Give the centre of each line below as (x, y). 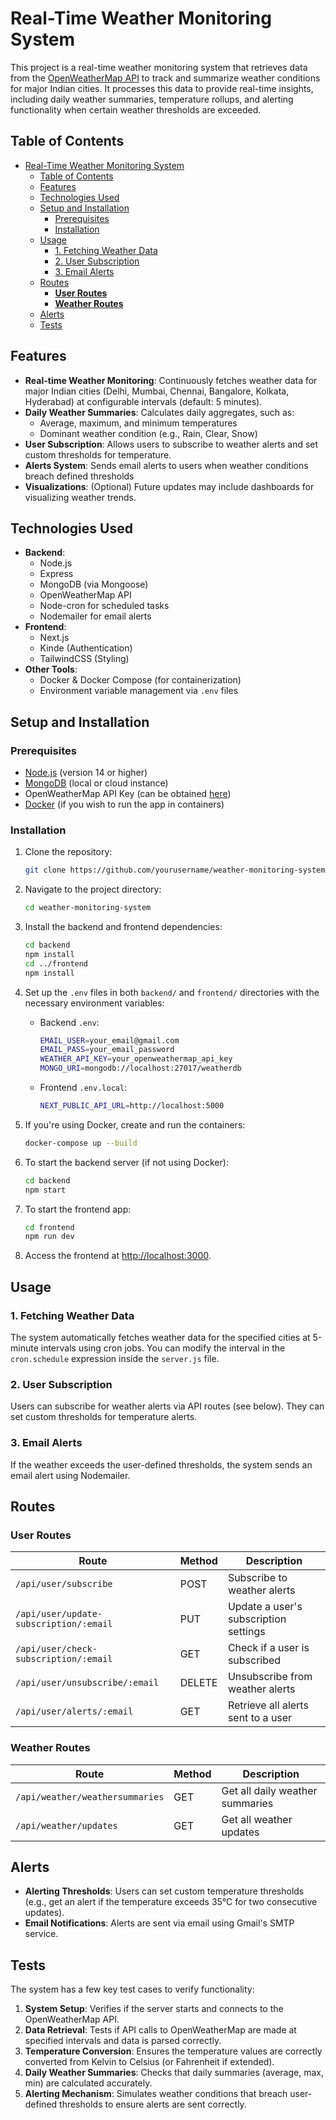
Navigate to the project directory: (93, 889)
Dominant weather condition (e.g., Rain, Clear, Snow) (148, 433)
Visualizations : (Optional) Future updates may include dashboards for (169, 486)
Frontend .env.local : (83, 1088)
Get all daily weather (269, 1790)
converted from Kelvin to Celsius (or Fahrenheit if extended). (149, 2062)
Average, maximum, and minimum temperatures (138, 423)
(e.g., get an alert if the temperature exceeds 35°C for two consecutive (171, 1902)
